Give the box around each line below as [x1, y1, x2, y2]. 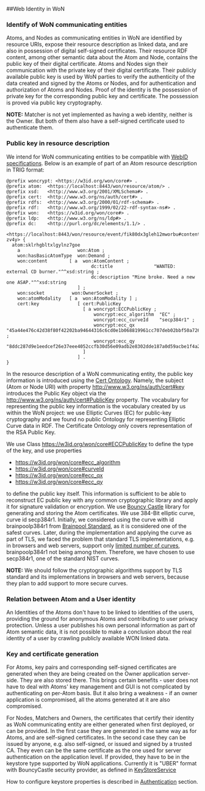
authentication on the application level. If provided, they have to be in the [6, 753, 190, 760]
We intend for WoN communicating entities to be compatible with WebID [6, 153, 189, 161]
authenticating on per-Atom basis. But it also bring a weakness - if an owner [6, 690, 198, 697]
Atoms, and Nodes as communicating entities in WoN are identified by [6, 34, 182, 42]
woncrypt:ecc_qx [93, 322, 135, 328]
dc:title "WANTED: [90, 263, 176, 269]
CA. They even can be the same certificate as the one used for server [6, 747, 182, 754]
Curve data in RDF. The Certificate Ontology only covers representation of [6, 422, 193, 429]
